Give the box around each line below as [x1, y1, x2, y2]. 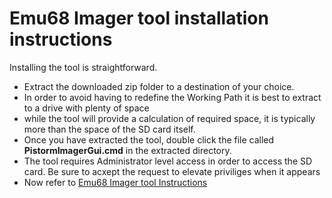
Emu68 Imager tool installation [9, 7, 269, 30]
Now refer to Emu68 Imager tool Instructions [23, 176, 208, 188]
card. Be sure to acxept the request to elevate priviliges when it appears [23, 165, 321, 177]
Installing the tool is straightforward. [9, 61, 158, 73]
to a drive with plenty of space [23, 102, 150, 114]
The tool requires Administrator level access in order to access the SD [23, 155, 313, 167]
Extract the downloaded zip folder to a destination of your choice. [23, 80, 295, 92]
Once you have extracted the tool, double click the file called [23, 133, 275, 146]
